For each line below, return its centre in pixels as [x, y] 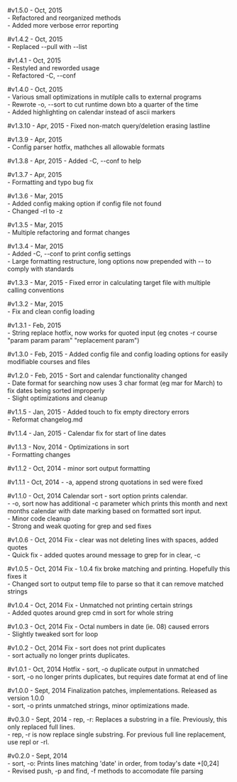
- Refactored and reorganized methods [64, 18]
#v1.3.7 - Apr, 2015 [35, 175]
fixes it [17, 576]
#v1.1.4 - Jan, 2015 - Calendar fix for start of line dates [87, 433]
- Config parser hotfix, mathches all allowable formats [86, 147]
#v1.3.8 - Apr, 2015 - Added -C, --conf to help [75, 161]
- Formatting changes [39, 455]
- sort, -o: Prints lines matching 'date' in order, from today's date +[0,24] [114, 763]
